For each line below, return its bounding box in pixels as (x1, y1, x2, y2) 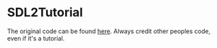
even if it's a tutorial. (7, 34, 65, 42)
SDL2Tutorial (7, 5, 84, 20)
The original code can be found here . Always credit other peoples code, (7, 27, 211, 35)
